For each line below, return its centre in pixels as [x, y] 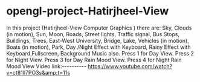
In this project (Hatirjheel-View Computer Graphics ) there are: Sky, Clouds [99, 28]
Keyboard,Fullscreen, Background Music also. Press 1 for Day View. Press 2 [100, 53]
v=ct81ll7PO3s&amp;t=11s [38, 72]
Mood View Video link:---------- [46, 66]
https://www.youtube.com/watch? [130, 66]
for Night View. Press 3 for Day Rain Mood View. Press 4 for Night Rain [94, 60]
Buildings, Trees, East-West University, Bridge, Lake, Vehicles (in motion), [98, 40]
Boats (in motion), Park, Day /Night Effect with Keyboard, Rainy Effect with [98, 47]
